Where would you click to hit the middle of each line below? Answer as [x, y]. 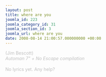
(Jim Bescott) [20, 53]
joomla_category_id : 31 [31, 24]
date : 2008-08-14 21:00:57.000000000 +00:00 [53, 39]
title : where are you [28, 15]
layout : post [19, 10]
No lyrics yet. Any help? [30, 69]
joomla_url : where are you [34, 34]
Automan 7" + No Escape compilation [45, 58]
